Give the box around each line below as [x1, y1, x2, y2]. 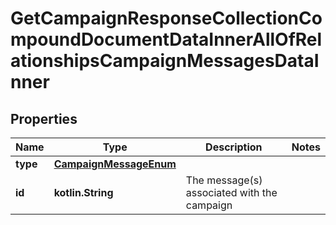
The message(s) [185, 173, 263, 187]
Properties [10, 110, 78, 127]
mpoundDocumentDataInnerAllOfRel [10, 28, 323, 51]
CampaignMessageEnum [53, 157, 177, 171]
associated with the [185, 186, 278, 199]
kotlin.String [53, 186, 114, 199]
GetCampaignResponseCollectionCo [10, 7, 323, 30]
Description [205, 140, 263, 154]
